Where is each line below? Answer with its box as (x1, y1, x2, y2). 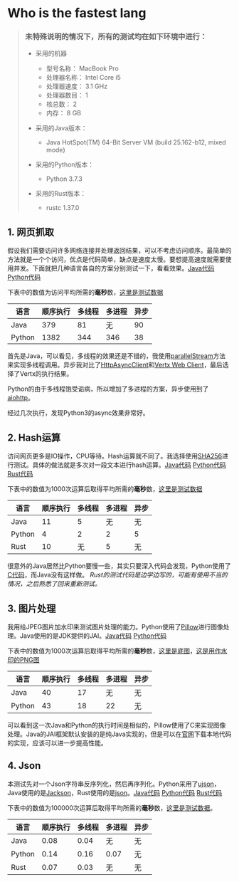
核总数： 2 (46, 100, 77, 108)
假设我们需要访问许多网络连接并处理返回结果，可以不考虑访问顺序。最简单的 (7, 246, 232, 255)
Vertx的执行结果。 (19, 369, 73, 378)
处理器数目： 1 (46, 91, 89, 100)
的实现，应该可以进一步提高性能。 (7, 738, 107, 747)
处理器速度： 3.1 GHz (46, 82, 108, 90)
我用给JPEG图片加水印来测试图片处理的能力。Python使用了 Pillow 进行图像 (7, 622, 224, 631)
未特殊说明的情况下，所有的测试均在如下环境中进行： (24, 32, 208, 42)
